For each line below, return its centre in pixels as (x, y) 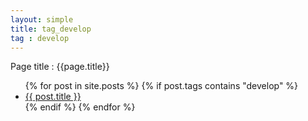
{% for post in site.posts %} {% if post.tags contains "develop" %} (161, 86)
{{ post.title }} (53, 97)
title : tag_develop (51, 29)
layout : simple (42, 19)
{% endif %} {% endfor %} (80, 107)
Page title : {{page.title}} (60, 67)
